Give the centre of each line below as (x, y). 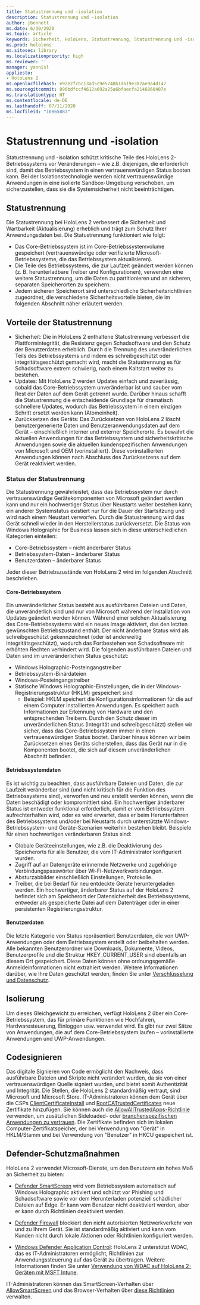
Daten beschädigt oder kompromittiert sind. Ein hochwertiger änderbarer (96, 802)
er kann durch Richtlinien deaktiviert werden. (70, 1211)
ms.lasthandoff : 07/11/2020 (41, 106)
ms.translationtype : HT (36, 95)
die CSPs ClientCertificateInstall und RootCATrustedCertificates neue (91, 1103)
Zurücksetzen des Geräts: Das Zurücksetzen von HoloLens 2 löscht (98, 419)
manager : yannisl (28, 67)
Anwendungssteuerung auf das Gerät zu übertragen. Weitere (90, 1260)
